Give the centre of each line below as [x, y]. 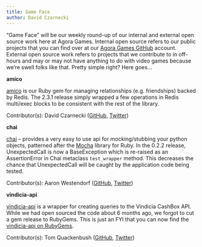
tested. [15, 171]
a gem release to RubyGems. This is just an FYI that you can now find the [98, 219]
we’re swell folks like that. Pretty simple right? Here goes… [79, 67]
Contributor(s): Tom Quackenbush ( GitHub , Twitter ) [70, 237]
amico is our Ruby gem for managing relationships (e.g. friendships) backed [101, 90]
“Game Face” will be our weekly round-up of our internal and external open [100, 35]
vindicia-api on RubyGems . [40, 226]
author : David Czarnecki [38, 18]
